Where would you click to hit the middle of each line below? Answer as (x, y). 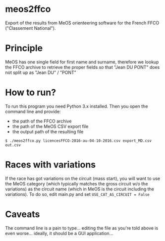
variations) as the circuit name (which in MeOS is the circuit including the (80, 189)
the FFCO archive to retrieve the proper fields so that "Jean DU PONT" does (82, 67)
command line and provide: (33, 111)
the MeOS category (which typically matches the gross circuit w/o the (77, 183)
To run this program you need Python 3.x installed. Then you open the (77, 106)
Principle (24, 48)
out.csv (13, 145)
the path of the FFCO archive (42, 121)
